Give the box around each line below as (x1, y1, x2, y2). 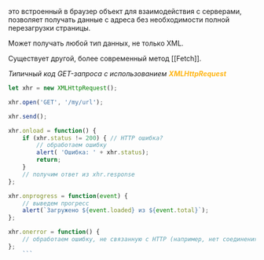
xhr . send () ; (8, 112, 47, 120)
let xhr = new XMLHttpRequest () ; (8, 84, 118, 92)
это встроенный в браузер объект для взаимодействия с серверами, (8, 7, 242, 16)
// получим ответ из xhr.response (22, 170, 135, 178)
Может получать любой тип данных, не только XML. (8, 38, 184, 48)
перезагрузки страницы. (8, 24, 91, 32)
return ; (36, 156, 61, 164)
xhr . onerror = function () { (8, 228, 101, 236)
